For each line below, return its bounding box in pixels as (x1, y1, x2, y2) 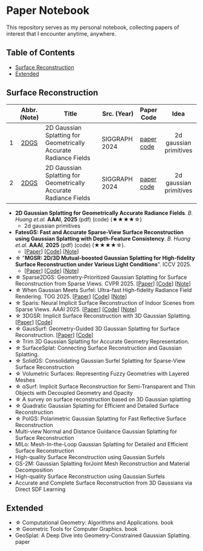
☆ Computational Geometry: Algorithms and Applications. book (14, 519, 174, 526)
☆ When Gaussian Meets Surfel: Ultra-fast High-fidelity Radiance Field (14, 286, 192, 293)
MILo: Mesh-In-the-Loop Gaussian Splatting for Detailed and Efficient (14, 440, 188, 448)
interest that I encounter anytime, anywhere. (6, 30, 117, 37)
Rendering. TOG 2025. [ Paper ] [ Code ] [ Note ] (14, 293, 127, 300)
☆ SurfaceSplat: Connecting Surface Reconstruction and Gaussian (14, 344, 182, 351)
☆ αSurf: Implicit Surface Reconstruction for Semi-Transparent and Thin (14, 382, 196, 390)
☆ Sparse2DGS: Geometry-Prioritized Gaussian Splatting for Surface (14, 273, 187, 281)
